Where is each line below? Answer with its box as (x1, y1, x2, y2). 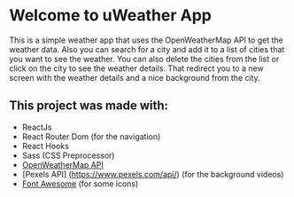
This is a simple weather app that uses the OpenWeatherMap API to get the (9, 35, 283, 45)
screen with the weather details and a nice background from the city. (9, 72, 261, 83)
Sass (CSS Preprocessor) (21, 150, 115, 161)
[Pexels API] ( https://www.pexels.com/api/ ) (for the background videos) (21, 169, 284, 179)
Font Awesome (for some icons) (21, 178, 139, 189)
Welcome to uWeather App (9, 5, 213, 26)
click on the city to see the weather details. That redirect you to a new (9, 63, 264, 74)
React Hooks (21, 140, 69, 151)
